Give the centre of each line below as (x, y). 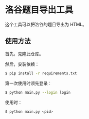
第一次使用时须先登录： (28, 83)
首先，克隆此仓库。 (24, 53)
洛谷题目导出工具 (39, 10)
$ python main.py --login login (38, 92)
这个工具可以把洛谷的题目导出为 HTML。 (46, 24)
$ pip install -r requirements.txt (41, 73)
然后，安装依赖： (22, 64)
